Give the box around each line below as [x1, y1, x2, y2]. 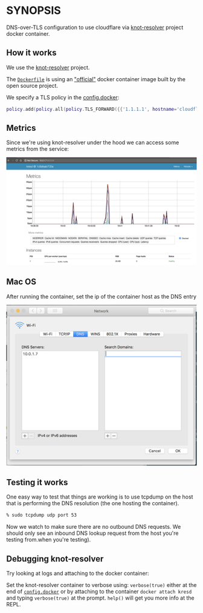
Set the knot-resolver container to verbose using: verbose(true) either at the [6, 582, 197, 589]
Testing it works [6, 477, 68, 488]
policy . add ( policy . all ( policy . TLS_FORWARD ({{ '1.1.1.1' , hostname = [6, 106, 177, 112]
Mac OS [6, 277, 37, 287]
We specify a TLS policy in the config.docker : [6, 93, 120, 101]
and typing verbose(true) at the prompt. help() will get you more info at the [6, 594, 195, 601]
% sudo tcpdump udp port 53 [6, 512, 77, 519]
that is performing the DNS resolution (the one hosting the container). [6, 500, 179, 507]
